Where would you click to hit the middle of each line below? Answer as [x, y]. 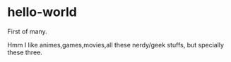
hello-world [42, 12]
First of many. [27, 31]
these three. [25, 52]
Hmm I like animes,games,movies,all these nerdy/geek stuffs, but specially [116, 45]
